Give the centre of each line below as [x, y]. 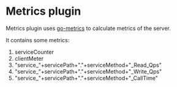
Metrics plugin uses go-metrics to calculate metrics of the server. [88, 28]
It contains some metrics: [38, 40]
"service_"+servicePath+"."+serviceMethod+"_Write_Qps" [88, 71]
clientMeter [29, 58]
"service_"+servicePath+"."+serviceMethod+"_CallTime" [86, 78]
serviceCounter [34, 52]
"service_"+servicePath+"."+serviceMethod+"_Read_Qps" [88, 65]
